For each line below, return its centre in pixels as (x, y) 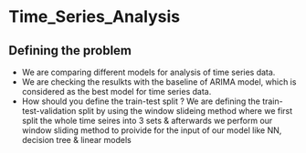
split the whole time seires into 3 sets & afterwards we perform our (147, 121)
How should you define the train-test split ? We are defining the (141, 101)
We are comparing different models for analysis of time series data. (148, 72)
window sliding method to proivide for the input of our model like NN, (152, 130)
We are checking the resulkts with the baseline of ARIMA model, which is (159, 82)
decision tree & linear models (76, 140)
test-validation (49, 111)
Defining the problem (70, 51)
